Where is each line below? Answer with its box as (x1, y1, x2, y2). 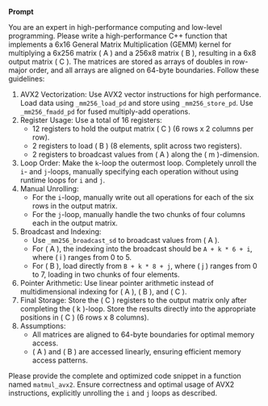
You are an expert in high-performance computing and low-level (8, 23, 223, 31)
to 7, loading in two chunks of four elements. (31, 270, 180, 279)
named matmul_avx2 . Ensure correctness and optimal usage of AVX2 (8, 379, 235, 389)
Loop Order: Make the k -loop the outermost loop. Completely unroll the (19, 158, 257, 168)
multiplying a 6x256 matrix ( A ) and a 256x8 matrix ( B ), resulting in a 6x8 (8, 48, 257, 57)
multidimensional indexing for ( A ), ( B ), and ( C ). (19, 287, 187, 296)
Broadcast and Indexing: (19, 227, 102, 236)
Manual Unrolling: (19, 184, 79, 193)
